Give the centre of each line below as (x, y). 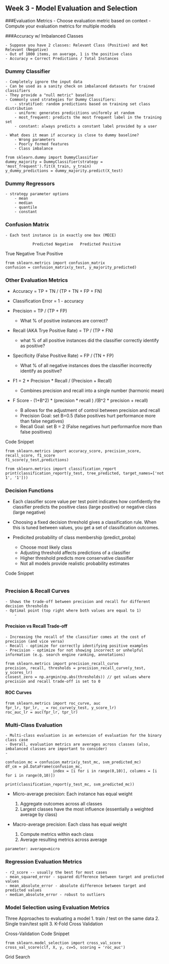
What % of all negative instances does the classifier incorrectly (86, 365)
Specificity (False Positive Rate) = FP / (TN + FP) (63, 356)
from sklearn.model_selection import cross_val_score (63, 943)
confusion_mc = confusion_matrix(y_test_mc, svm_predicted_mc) (73, 762)
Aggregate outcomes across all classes (61, 804)
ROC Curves (18, 692)
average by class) (39, 815)
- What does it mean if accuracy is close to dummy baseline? (72, 135)
